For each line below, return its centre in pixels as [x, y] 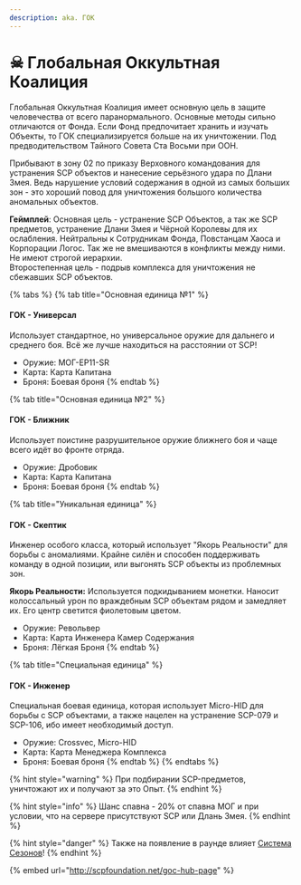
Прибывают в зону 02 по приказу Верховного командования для [135, 163]
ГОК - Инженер [40, 686]
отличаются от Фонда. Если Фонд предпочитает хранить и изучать [139, 126]
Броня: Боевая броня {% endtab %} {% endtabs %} [121, 762]
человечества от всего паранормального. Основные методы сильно [142, 116]
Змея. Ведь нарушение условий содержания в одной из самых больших [150, 182]
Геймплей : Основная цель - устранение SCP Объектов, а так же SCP [144, 219]
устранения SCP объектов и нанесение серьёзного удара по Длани [141, 172]
